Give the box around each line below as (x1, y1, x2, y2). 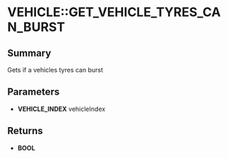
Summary (7, 47, 52, 59)
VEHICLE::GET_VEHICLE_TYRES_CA (7, 4, 221, 20)
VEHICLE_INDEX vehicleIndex (17, 105, 106, 113)
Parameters (7, 86, 60, 98)
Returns (7, 125, 44, 137)
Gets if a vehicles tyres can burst (7, 66, 104, 74)
